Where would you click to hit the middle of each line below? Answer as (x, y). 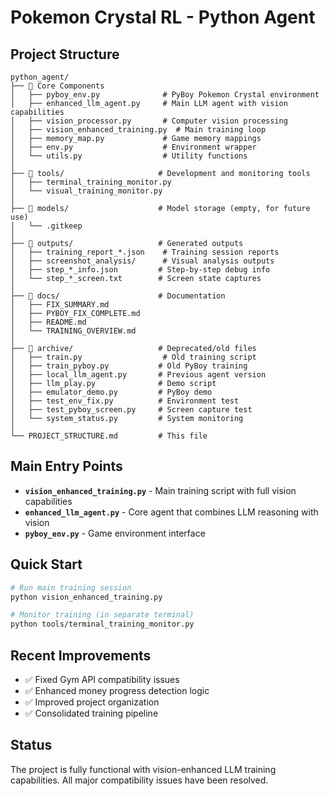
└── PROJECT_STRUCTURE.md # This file (109, 436)
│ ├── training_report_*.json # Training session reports (145, 252)
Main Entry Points (66, 466)
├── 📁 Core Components (57, 86)
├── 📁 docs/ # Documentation (118, 296)
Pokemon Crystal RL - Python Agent (163, 17)
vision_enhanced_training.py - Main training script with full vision (160, 490)
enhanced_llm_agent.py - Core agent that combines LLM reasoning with (171, 512)
